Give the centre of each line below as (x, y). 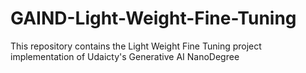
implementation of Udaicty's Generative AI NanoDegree (125, 56)
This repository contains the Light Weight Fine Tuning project (136, 46)
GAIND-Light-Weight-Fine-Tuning (153, 18)
